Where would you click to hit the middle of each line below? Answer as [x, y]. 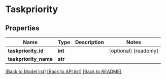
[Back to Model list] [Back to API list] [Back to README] [63, 71]
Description [90, 42]
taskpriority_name [30, 59]
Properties [22, 28]
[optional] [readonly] [134, 51]
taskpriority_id [26, 51]
